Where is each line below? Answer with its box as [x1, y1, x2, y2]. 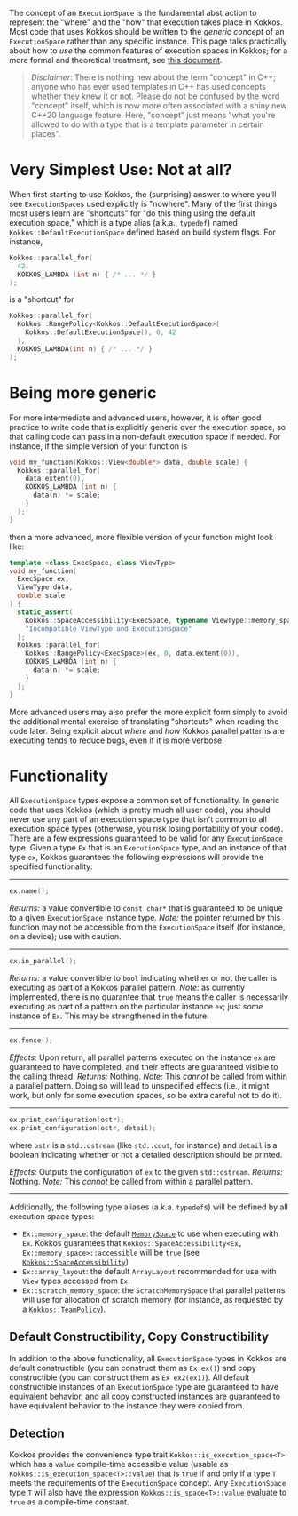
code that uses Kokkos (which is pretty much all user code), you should [9, 804, 271, 816]
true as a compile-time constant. [9, 1496, 129, 1507]
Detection [9, 1426, 65, 1441]
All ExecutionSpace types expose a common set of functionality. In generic [9, 795, 280, 806]
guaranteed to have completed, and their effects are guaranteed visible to [9, 1062, 278, 1073]
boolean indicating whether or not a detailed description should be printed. [9, 1149, 283, 1160]
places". [30, 129, 61, 139]
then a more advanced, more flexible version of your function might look [9, 531, 273, 542]
